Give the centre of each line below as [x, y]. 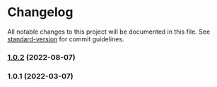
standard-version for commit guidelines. [66, 39]
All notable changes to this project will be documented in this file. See [109, 32]
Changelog [40, 12]
